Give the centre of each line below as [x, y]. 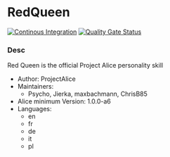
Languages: [34, 109]
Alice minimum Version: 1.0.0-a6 [64, 101]
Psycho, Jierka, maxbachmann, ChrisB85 [87, 94]
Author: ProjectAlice [46, 79]
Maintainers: [35, 87]
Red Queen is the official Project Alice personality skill [85, 65]
